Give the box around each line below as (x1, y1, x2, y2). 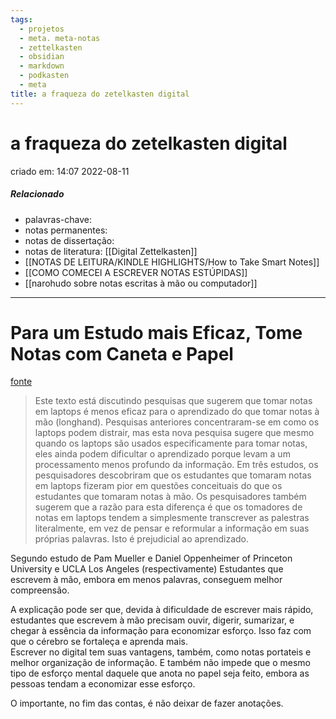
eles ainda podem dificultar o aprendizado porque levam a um (34, 448, 291, 460)
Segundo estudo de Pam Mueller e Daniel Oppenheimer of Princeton (10, 552, 293, 565)
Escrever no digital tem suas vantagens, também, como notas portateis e (10, 646, 312, 658)
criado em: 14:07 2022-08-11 (10, 165, 130, 177)
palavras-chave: (24, 213, 92, 225)
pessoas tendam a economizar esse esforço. (10, 678, 196, 690)
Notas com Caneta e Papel (10, 342, 234, 365)
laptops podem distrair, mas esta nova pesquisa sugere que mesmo (34, 427, 315, 439)
